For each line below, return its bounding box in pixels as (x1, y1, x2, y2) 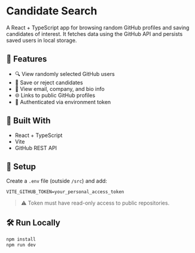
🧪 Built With (6, 115, 51, 126)
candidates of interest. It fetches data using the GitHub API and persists (6, 30, 183, 37)
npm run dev (6, 242, 36, 248)
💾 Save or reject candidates (14, 79, 83, 86)
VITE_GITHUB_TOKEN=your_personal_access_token (6, 189, 124, 195)
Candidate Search (6, 4, 97, 18)
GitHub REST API (14, 144, 57, 151)
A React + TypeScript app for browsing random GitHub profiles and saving (6, 24, 190, 31)
